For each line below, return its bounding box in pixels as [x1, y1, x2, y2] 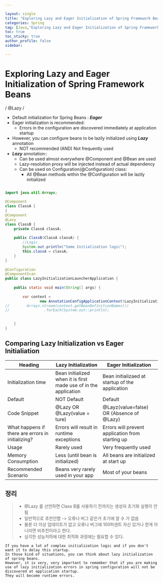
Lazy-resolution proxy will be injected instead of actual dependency [19, 161, 155, 167]
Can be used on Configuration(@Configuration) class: [19, 166, 127, 172]
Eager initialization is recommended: [12, 120, 85, 126]
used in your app [55, 472, 94, 478]
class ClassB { [5, 222, 36, 227]
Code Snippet [7, 410, 39, 417]
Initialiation [5, 347, 40, 355]
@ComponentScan [5, 272, 36, 276]
